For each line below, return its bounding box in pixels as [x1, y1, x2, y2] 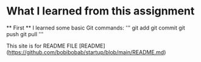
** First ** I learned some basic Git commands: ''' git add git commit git [6, 24, 186, 31]
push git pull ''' [6, 30, 44, 37]
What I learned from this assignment [6, 4, 195, 18]
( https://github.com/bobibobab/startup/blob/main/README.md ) [6, 48, 166, 55]
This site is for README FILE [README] [6, 42, 105, 49]
